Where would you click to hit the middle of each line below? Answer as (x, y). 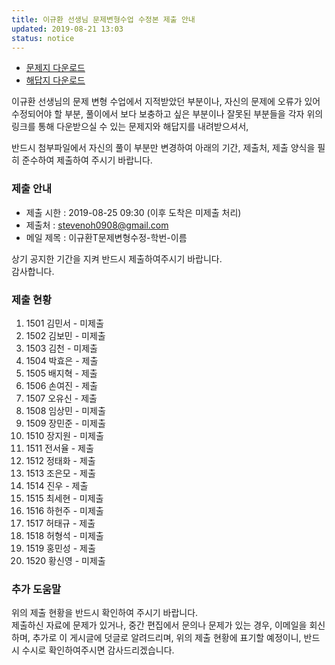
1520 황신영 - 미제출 (65, 560)
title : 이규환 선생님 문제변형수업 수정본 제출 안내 (103, 19)
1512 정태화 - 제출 (60, 460)
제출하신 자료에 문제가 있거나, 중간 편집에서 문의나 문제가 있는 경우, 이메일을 (159, 625)
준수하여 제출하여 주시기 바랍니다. (87, 160)
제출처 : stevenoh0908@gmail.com (97, 225)
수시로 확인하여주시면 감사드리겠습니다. (98, 650)
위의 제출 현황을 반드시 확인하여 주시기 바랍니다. (105, 613)
